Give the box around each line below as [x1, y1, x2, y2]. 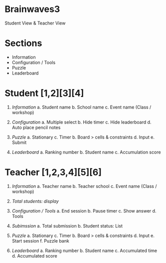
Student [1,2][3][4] [4, 87, 84, 99]
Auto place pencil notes [11, 124, 61, 130]
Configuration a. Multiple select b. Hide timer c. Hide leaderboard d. [11, 119, 152, 125]
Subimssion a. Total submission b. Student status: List [11, 222, 123, 228]
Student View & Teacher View [4, 20, 66, 26]
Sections [4, 37, 42, 49]
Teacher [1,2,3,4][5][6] [4, 166, 102, 178]
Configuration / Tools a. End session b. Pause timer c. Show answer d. [11, 207, 157, 213]
